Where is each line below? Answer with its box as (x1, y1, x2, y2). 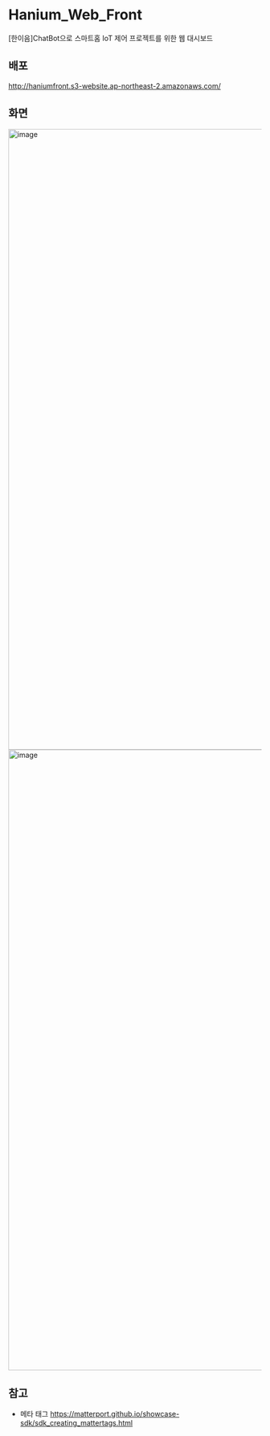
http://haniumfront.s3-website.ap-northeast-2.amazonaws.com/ (8, 81, 221, 90)
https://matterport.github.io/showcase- (50, 1409, 180, 1419)
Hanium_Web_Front (8, 6, 143, 24)
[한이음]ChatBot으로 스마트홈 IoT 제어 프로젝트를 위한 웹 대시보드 (8, 33, 214, 43)
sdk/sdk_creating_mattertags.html (19, 1418, 133, 1428)
